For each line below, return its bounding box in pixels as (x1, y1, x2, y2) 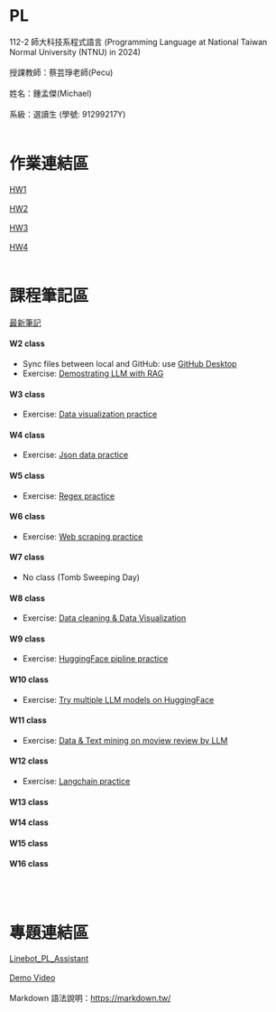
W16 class (9, 858, 49, 869)
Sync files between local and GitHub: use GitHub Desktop (22, 359, 237, 370)
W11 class (9, 715, 47, 726)
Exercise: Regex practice (22, 490, 115, 501)
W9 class (9, 633, 45, 644)
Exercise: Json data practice (22, 449, 129, 461)
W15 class (9, 838, 49, 848)
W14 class (9, 817, 50, 828)
